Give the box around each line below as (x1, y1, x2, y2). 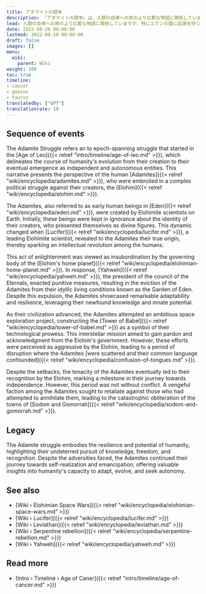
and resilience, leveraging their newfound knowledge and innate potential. (6, 299, 193, 307)
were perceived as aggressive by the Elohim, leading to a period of (6, 343, 175, 351)
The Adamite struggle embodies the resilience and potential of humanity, (6, 441, 190, 449)
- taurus (6, 94, 29, 101)
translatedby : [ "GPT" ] (6, 100, 64, 106)
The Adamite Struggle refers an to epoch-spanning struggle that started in (6, 145, 194, 152)
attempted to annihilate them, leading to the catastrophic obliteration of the (6, 394, 196, 402)
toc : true (6, 72, 32, 78)
